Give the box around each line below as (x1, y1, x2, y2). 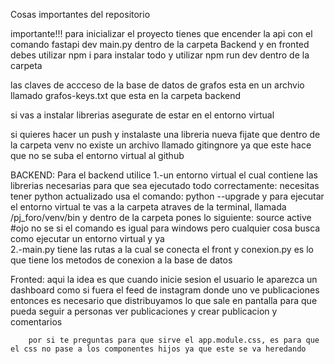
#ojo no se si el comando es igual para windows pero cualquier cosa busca (10, 222, 321, 234)
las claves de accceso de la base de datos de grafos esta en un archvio (10, 79, 305, 91)
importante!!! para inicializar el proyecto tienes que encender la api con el (10, 28, 313, 39)
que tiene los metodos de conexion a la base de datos (10, 254, 233, 266)
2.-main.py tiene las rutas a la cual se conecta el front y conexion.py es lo (10, 244, 314, 255)
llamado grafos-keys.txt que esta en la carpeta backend (10, 90, 242, 101)
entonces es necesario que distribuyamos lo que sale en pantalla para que (10, 295, 318, 306)
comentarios (10, 316, 63, 328)
